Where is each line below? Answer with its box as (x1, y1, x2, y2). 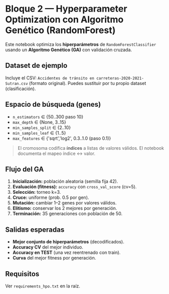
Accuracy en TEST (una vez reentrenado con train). (12, 249, 121, 256)
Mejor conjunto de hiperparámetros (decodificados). (12, 239, 125, 245)
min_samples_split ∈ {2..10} (12, 124, 71, 131)
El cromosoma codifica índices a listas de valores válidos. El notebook (17, 145, 164, 151)
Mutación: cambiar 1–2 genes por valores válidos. (12, 200, 117, 206)
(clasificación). (5, 86, 36, 92)
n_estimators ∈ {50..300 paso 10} (12, 113, 84, 119)
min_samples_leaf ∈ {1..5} (12, 130, 67, 136)
